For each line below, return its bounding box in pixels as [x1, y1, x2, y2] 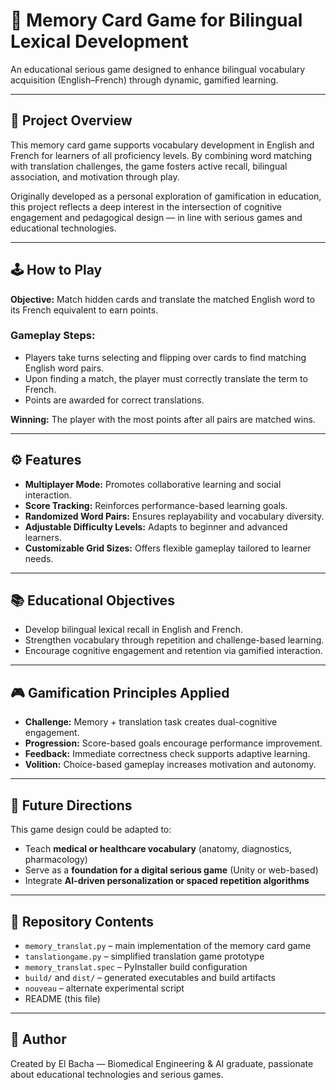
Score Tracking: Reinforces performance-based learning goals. [24, 499, 288, 511]
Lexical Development [10, 30, 189, 53]
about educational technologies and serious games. [10, 1068, 224, 1080]
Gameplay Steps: [10, 329, 96, 343]
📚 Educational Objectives [10, 592, 175, 609]
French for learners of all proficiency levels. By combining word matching [10, 149, 313, 161]
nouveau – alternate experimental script [24, 982, 185, 994]
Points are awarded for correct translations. [24, 394, 205, 406]
